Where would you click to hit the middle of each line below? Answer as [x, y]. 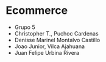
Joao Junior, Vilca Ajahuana [50, 46]
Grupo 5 [25, 27]
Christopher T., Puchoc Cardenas [56, 33]
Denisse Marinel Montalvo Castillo [57, 40]
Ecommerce [37, 11]
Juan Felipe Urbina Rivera [47, 52]
